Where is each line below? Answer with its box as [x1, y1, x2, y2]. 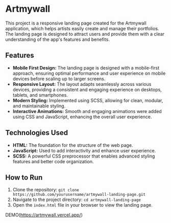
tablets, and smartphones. [12, 92, 68, 98]
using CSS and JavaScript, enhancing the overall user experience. [12, 114, 152, 120]
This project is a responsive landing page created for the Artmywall [5, 20, 146, 26]
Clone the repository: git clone [12, 187, 79, 193]
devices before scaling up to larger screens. [12, 75, 106, 82]
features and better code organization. [12, 158, 94, 164]
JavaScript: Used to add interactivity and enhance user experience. [12, 147, 156, 153]
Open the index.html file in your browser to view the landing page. [12, 202, 153, 208]
